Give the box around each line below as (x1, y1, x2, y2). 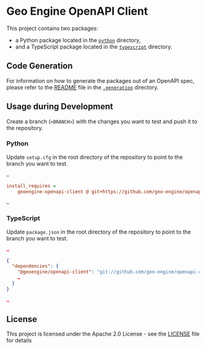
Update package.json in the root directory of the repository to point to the (6, 228, 191, 236)
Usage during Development (6, 101, 113, 112)
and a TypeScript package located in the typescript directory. (15, 43, 173, 50)
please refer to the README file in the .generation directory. (6, 83, 159, 91)
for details (6, 337, 32, 344)
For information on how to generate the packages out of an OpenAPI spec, (6, 77, 195, 84)
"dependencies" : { (12, 263, 59, 269)
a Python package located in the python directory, (15, 36, 141, 44)
